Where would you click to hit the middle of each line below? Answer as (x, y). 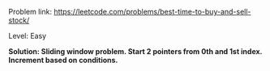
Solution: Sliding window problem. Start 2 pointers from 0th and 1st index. (135, 51)
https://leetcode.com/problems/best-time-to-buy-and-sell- (152, 12)
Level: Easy (28, 36)
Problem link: (30, 12)
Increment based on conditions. (63, 60)
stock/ (19, 20)
